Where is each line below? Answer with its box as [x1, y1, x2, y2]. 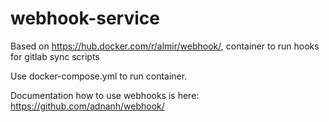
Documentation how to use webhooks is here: [10, 89, 200, 101]
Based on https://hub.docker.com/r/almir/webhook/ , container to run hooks [10, 40, 320, 52]
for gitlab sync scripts [10, 50, 100, 62]
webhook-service [10, 7, 160, 30]
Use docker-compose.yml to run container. [10, 70, 188, 82]
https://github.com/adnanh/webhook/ [10, 100, 165, 112]
